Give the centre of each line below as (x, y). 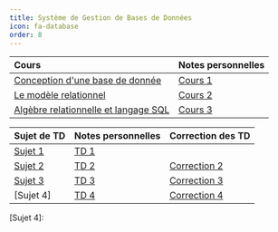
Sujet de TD (40, 136)
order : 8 (26, 34)
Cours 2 (195, 95)
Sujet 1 (29, 151)
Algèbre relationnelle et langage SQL (92, 110)
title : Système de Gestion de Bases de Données (101, 18)
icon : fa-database (44, 26)
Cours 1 (195, 81)
